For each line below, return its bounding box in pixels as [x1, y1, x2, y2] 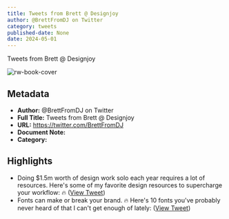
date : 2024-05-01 [7, 36, 57, 43]
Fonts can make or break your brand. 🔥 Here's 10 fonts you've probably [17, 196, 221, 204]
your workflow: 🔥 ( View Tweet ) [17, 188, 106, 196]
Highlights [7, 156, 53, 167]
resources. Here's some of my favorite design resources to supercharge [17, 180, 223, 189]
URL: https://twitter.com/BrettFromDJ [17, 121, 124, 129]
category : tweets [7, 23, 57, 30]
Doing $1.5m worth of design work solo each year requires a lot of [17, 174, 206, 182]
